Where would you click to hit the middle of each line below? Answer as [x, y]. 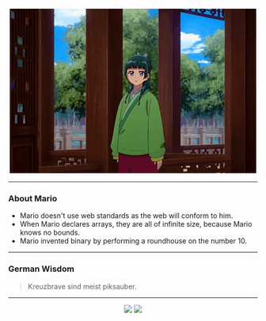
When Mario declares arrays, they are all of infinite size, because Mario [136, 224]
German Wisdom [42, 269]
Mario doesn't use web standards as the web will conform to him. [126, 216]
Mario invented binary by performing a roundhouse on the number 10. [133, 241]
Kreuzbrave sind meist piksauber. [82, 286]
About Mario [33, 198]
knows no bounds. [50, 233]
